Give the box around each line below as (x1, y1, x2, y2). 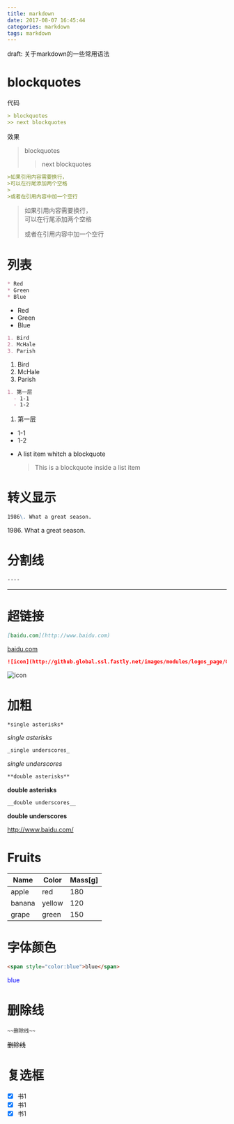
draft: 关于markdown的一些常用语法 (7, 50, 110, 58)
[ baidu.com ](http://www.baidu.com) (7, 632, 111, 639)
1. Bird (7, 334, 30, 341)
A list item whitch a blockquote (17, 450, 106, 458)
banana (10, 898, 36, 908)
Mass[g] (69, 875, 99, 885)
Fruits (7, 850, 42, 866)
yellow (41, 898, 63, 908)
